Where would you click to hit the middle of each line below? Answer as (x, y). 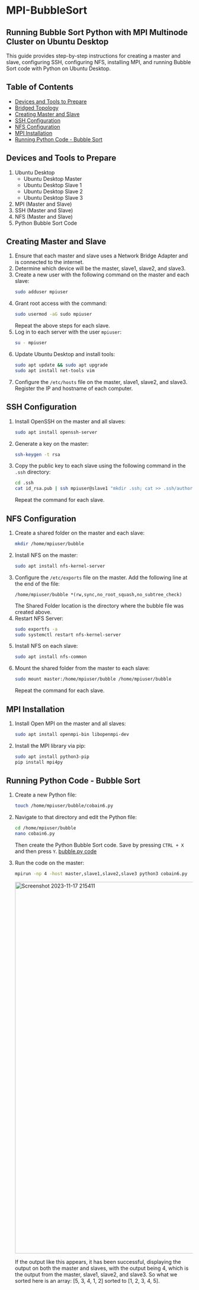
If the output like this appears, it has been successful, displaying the (98, 1261)
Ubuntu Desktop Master (53, 178)
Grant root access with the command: (61, 303)
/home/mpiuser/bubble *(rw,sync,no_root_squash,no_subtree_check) (98, 594)
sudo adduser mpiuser (41, 292)
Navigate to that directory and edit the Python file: (76, 817)
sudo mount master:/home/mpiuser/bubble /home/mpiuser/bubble (93, 679)
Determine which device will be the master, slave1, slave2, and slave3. (100, 269)
